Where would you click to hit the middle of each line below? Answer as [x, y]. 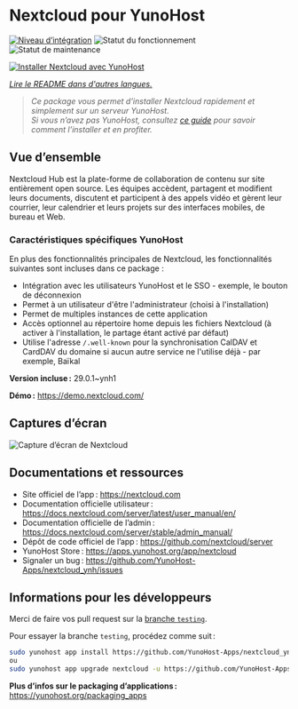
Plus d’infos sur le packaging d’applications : [93, 686]
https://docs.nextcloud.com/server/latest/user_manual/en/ [129, 513]
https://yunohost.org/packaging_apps [78, 696]
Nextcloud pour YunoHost [107, 16]
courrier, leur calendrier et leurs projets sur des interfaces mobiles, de [137, 207]
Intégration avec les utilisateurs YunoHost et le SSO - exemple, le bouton [155, 286]
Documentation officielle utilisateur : [87, 504]
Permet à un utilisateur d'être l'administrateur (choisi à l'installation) [145, 305]
